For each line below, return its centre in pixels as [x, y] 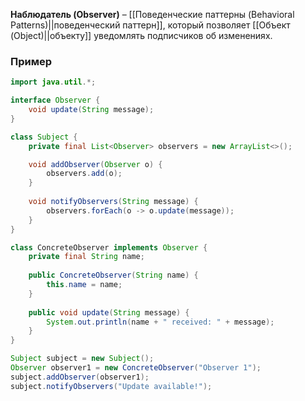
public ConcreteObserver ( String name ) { [113, 275]
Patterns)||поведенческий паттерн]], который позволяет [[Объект [150, 25]
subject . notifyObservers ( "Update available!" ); [111, 386]
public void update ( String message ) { [109, 312]
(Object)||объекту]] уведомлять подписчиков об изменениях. [141, 35]
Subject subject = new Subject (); [82, 359]
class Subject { [44, 137]
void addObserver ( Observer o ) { [95, 164]
